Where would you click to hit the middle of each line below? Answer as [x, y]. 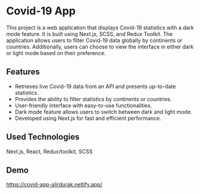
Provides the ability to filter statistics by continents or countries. [93, 99]
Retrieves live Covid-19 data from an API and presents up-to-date [95, 86]
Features [23, 72]
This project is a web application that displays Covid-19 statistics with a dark [100, 28]
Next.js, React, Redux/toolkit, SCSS [50, 151]
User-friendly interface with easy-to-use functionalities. [83, 105]
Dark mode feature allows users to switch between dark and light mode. [103, 111]
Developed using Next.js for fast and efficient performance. [88, 118]
